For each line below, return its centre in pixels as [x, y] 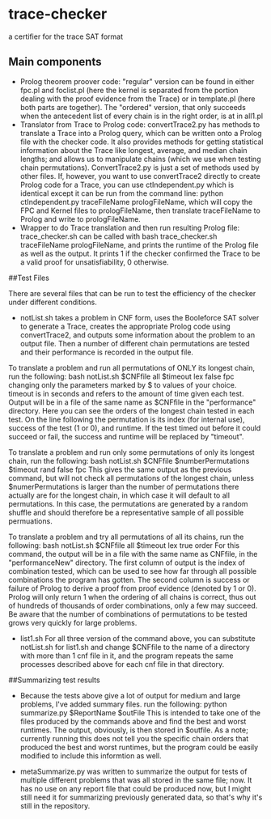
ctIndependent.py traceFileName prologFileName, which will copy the [136, 202]
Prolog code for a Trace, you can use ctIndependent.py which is [127, 185]
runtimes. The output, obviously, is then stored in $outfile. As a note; [134, 730]
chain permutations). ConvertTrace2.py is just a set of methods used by [140, 168]
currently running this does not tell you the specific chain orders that [134, 738]
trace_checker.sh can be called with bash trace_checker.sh [119, 236]
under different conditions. [53, 302]
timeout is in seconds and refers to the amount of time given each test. [126, 393]
